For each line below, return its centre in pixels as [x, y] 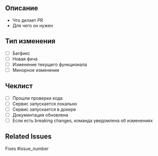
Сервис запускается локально [45, 104]
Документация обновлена [40, 115]
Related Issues [28, 137]
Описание [22, 8]
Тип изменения [30, 41]
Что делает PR [28, 20]
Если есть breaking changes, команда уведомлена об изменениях [82, 120]
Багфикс [21, 53]
